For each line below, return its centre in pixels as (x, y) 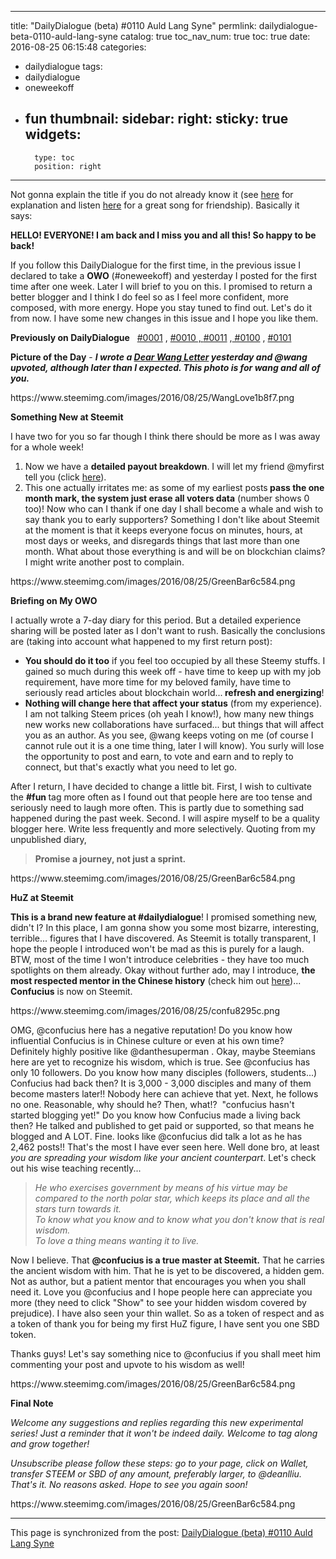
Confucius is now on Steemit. (71, 991)
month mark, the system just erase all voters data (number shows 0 (167, 498)
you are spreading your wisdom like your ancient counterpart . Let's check (163, 1157)
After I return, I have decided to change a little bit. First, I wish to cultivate (161, 786)
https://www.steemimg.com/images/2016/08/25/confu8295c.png (145, 1010)
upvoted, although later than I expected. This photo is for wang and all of (165, 367)
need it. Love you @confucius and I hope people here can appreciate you (161, 1292)
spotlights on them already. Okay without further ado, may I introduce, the (163, 970)
